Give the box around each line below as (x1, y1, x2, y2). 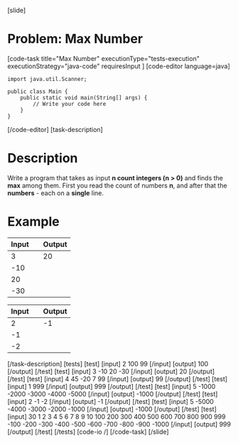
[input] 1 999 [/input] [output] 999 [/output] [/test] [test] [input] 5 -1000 (7, 382, 216, 390)
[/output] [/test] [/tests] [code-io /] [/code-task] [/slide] (7, 427, 169, 436)
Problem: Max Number (7, 31, 144, 47)
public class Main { (7, 88, 69, 95)
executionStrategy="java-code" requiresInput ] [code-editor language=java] (7, 62, 230, 70)
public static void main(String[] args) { (20, 94, 148, 102)
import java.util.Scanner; (7, 75, 87, 82)
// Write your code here (33, 100, 107, 107)
